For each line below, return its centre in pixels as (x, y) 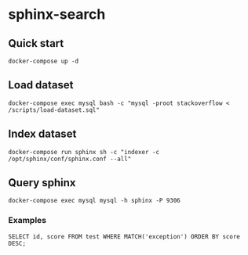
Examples (27, 221)
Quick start (36, 43)
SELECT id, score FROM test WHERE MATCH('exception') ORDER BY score (124, 236)
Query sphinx (42, 183)
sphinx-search (57, 14)
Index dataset (42, 134)
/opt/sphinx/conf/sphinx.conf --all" (70, 159)
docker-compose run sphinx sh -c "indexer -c (84, 152)
